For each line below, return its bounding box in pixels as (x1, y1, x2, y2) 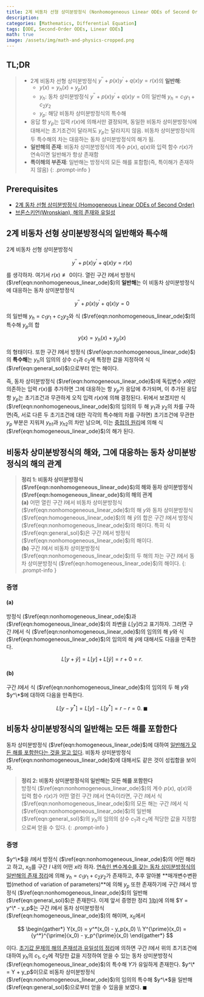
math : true (6, 32, 34, 38)
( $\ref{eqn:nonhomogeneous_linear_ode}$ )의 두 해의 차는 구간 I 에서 (21, 552, 188, 560)
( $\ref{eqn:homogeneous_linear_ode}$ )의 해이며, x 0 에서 (6, 912, 146, 921)
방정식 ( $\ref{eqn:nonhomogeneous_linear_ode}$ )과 (6, 613, 137, 620)
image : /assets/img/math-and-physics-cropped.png (6, 37, 135, 43)
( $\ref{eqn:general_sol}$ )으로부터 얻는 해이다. (6, 365, 119, 372)
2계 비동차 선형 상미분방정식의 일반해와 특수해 (6, 228, 168, 238)
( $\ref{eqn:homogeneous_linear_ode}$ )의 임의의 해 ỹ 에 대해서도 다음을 (6, 635, 180, 643)
